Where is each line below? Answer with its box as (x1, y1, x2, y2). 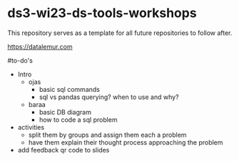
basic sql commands (39, 85, 100, 93)
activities (17, 123, 45, 131)
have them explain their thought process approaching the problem (28, 137, 223, 147)
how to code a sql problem (39, 115, 118, 124)
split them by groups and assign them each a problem (28, 130, 187, 139)
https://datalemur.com (7, 42, 73, 51)
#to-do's (7, 56, 34, 65)
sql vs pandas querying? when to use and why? (39, 93, 180, 101)
